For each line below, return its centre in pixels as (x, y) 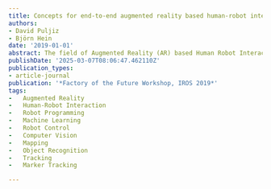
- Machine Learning (45, 121)
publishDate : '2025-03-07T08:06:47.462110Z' (84, 61)
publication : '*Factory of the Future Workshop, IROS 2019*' (113, 83)
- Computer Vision (43, 135)
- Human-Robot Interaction (57, 105)
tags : (17, 90)
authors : (23, 23)
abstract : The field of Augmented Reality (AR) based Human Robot (122, 53)
